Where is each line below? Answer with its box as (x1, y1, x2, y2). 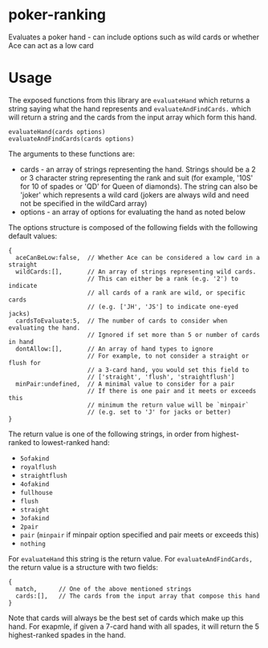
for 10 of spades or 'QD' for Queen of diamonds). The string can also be (19, 181, 258, 191)
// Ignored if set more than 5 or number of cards (87, 330, 261, 338)
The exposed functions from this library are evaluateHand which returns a (8, 95, 250, 105)
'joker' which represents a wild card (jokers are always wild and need (19, 190, 250, 200)
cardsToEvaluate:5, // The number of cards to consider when (15, 317, 228, 325)
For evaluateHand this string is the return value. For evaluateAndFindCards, (8, 553, 253, 563)
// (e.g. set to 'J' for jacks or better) (87, 407, 231, 416)
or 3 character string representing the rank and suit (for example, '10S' (19, 172, 254, 182)
